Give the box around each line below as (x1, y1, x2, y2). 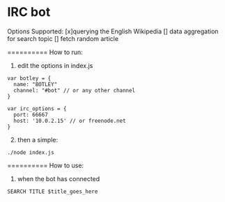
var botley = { (7, 74, 52, 82)
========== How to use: (7, 161, 84, 169)
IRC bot (7, 4, 51, 20)
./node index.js (7, 149, 54, 156)
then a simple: (17, 135, 59, 144)
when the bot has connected (17, 174, 100, 183)
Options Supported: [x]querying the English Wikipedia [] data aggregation (7, 27, 219, 35)
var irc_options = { (7, 105, 68, 112)
